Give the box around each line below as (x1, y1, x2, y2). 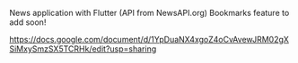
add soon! (9, 17, 47, 28)
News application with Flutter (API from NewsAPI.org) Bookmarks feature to (9, 8, 290, 18)
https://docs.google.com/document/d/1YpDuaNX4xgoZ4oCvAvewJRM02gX (9, 35, 290, 44)
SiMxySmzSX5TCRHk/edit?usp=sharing (9, 43, 157, 54)
